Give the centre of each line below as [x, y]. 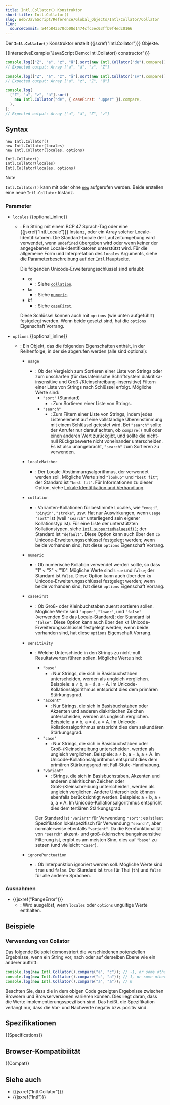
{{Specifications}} [24, 1035]
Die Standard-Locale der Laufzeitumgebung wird [104, 237]
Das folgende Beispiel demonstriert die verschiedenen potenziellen [75, 952]
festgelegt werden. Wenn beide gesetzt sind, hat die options [83, 321]
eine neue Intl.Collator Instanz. [40, 192]
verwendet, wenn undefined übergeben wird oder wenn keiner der [89, 243]
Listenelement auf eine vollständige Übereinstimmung [107, 419]
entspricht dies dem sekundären [130, 727]
